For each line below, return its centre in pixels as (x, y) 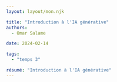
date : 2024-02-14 (27, 44)
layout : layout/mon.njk (35, 11)
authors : (17, 28)
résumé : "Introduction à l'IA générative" (59, 70)
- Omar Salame (29, 33)
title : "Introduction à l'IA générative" (58, 22)
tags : (13, 54)
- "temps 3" (26, 60)
